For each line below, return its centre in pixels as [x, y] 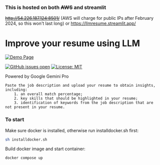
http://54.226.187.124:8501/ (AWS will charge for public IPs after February [80, 18]
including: [16, 90]
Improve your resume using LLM [73, 43]
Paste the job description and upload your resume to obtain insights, [80, 86]
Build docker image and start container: [45, 149]
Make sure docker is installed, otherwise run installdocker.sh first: [72, 130]
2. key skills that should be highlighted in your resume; [76, 99]
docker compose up [24, 158]
